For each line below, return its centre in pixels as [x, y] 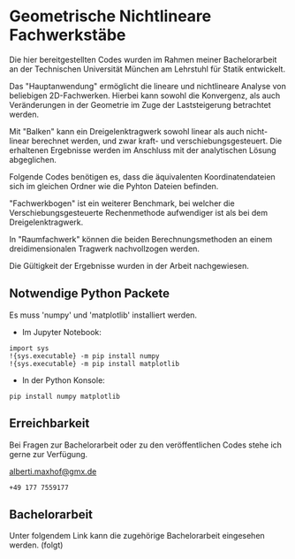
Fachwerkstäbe [68, 35]
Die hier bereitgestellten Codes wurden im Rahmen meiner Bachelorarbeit [143, 59]
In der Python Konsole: [64, 380]
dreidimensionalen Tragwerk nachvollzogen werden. [105, 249]
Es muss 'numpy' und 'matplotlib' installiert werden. [103, 315]
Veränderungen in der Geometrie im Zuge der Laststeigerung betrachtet [140, 104]
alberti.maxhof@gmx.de [53, 471]
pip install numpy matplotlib [65, 396]
